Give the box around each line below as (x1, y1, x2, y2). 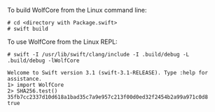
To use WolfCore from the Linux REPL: (7, 38, 118, 46)
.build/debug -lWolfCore (7, 57, 80, 64)
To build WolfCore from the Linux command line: (7, 6, 147, 14)
